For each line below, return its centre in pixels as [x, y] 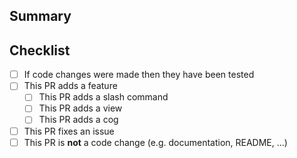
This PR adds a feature [70, 86]
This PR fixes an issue [69, 131]
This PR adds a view [80, 108]
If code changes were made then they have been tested [139, 75]
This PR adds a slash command [103, 97]
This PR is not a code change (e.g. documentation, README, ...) [155, 142]
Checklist [40, 50]
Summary [40, 16]
